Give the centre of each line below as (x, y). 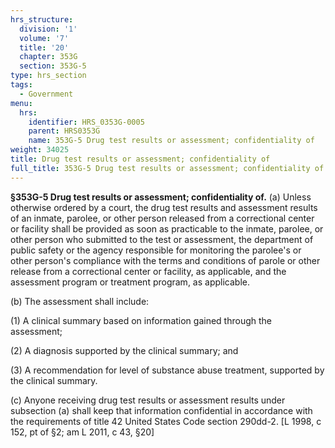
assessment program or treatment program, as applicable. (130, 282)
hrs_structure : (42, 19)
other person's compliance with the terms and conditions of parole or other (165, 260)
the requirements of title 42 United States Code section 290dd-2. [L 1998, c (166, 421)
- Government (46, 94)
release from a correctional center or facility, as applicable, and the (148, 271)
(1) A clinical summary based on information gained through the (141, 320)
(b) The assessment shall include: (80, 301)
